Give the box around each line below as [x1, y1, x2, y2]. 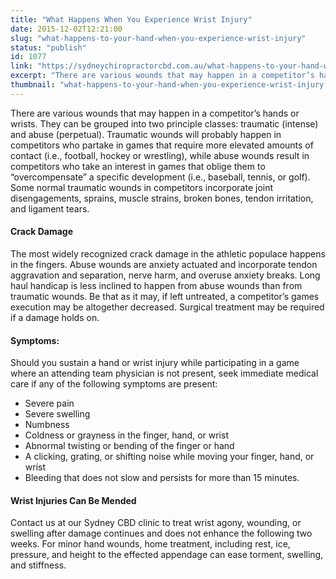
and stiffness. [10, 559, 67, 571]
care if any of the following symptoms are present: [10, 378, 218, 390]
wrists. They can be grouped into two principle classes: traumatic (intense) [10, 117, 319, 130]
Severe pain [24, 397, 75, 410]
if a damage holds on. [10, 311, 100, 323]
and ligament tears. [10, 202, 90, 215]
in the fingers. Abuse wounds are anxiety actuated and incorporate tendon [10, 258, 318, 270]
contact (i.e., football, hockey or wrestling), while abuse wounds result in [10, 149, 310, 161]
